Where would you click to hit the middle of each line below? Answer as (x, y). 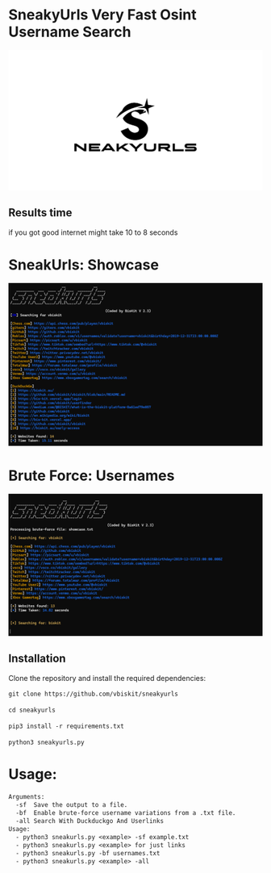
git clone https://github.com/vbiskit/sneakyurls (94, 694)
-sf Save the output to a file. (72, 804)
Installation (37, 659)
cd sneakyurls (32, 710)
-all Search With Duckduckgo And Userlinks (90, 821)
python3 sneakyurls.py (46, 742)
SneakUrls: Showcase (84, 265)
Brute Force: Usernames (92, 476)
